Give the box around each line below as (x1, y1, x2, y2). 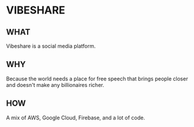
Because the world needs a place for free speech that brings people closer (6, 75, 189, 82)
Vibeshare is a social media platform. (6, 42, 96, 49)
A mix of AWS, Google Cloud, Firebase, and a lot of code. (6, 114, 146, 121)
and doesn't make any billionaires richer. (6, 81, 104, 88)
